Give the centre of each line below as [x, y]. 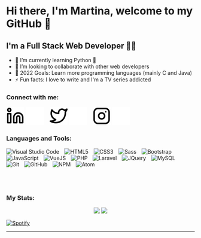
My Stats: [20, 197]
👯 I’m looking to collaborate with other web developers [82, 66]
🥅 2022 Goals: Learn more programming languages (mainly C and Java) [103, 73]
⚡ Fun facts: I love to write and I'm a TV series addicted [83, 80]
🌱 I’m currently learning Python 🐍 [56, 60]
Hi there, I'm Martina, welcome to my [100, 11]
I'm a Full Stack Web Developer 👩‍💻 [71, 46]
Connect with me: [33, 97]
